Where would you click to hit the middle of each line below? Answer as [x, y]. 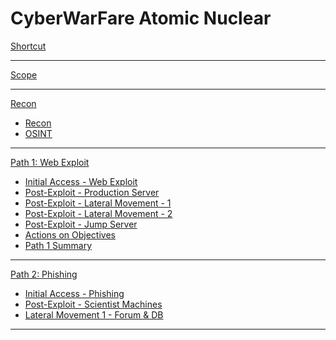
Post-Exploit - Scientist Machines [93, 304]
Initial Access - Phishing [74, 293]
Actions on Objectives [70, 234]
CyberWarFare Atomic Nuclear [141, 18]
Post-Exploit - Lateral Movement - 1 [98, 203]
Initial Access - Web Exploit [81, 181]
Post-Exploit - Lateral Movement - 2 [98, 213]
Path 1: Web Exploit [50, 162]
